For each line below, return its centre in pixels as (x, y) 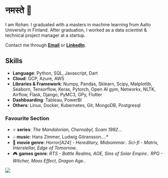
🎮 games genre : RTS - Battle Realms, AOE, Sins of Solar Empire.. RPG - (88, 154)
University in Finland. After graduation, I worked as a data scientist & (76, 30)
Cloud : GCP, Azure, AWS (38, 78)
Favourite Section (27, 118)
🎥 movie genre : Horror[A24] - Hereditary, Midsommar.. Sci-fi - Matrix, (86, 143)
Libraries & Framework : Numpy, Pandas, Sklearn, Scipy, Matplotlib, (82, 84)
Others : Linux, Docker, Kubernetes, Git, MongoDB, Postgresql (76, 105)
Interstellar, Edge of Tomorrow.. (45, 148)
